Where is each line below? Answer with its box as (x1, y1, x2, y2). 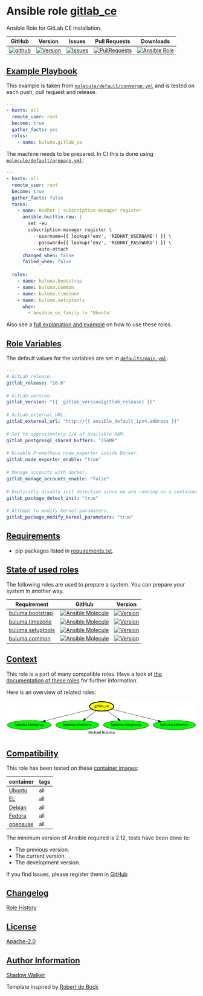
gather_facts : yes (11, 126, 59, 133)
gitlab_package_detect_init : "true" (6, 495, 98, 501)
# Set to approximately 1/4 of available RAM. (6, 431, 126, 437)
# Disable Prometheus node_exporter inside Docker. (6, 450, 139, 456)
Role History (6, 904, 37, 911)
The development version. (14, 858, 80, 866)
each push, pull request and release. (6, 89, 97, 95)
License (6, 921, 37, 932)
